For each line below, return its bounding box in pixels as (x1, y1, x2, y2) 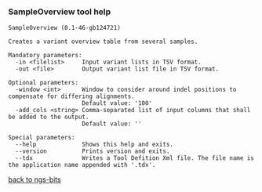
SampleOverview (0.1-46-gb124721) (8, 24, 122, 32)
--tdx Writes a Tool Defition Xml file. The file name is (15, 154, 255, 162)
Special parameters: (8, 134, 76, 142)
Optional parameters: (8, 79, 79, 87)
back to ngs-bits (8, 175, 61, 184)
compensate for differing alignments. (8, 92, 135, 100)
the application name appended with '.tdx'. (8, 161, 156, 169)
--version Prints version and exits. (15, 147, 170, 155)
